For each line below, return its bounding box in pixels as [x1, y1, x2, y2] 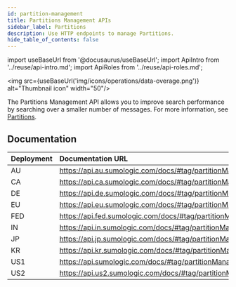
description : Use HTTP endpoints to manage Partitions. [7, 29, 174, 37]
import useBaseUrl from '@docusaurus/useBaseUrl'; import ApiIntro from [7, 55, 220, 64]
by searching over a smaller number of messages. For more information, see [7, 105, 229, 114]
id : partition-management [7, 10, 83, 18]
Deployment [11, 154, 53, 163]
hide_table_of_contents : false [7, 36, 99, 44]
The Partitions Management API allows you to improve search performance [7, 98, 225, 106]
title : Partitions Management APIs [7, 17, 112, 24]
